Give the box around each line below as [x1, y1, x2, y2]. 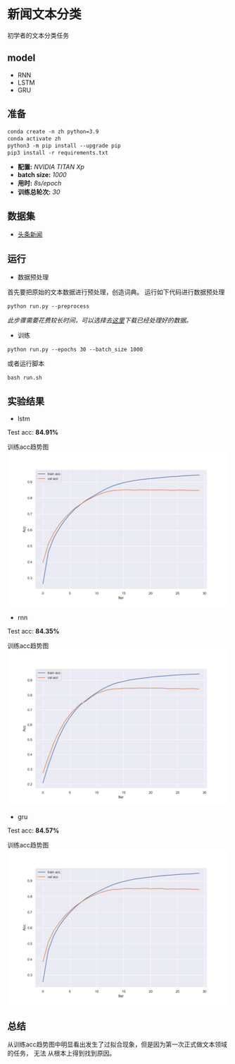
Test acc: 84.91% [7, 428, 58, 436]
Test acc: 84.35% [7, 627, 60, 636]
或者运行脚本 [7, 359, 44, 368]
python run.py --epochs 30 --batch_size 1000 [7, 346, 143, 353]
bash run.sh [7, 375, 42, 382]
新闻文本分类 [7, 6, 82, 23]
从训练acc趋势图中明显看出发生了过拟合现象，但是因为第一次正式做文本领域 [7, 1040, 227, 1048]
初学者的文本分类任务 [7, 31, 69, 40]
